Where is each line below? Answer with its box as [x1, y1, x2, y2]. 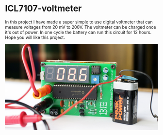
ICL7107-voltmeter [5, 3, 82, 14]
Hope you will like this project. [5, 34, 65, 40]
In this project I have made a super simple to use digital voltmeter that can [5, 19, 153, 25]
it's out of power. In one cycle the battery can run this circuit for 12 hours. [5, 29, 152, 35]
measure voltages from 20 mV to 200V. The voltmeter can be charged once [5, 24, 156, 30]
